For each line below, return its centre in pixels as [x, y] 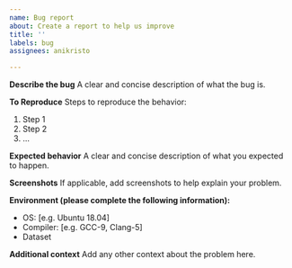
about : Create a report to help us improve [92, 26]
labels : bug [31, 43]
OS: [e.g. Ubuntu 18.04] [66, 218]
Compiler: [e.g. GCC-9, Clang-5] [82, 228]
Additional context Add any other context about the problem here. [133, 255]
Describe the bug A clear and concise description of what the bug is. [137, 85]
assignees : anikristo [50, 51]
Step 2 [35, 129]
